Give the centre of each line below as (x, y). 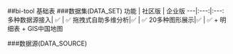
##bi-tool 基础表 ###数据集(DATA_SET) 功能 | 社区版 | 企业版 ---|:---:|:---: (116, 11)
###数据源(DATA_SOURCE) (47, 43)
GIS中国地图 (45, 28)
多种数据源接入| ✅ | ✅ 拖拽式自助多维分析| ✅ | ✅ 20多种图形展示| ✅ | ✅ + (113, 20)
